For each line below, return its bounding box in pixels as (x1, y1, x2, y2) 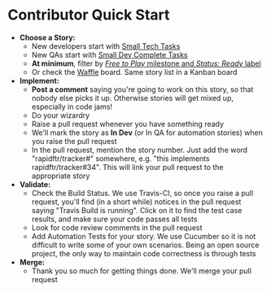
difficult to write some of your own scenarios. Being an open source (31, 240, 260, 250)
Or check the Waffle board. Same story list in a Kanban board (31, 67, 238, 76)
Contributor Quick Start (7, 6, 170, 24)
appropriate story (31, 171, 90, 181)
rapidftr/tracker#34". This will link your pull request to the (31, 162, 225, 172)
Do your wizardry (31, 110, 90, 120)
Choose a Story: (19, 33, 76, 42)
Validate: (19, 179, 51, 189)
